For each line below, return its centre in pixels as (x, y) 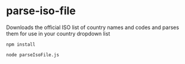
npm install (21, 44)
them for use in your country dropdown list (58, 33)
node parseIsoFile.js (33, 55)
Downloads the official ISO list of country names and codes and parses (92, 27)
